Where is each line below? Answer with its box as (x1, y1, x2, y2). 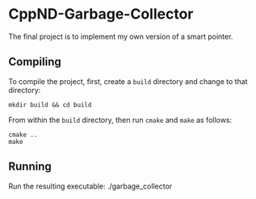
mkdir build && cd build (8, 100, 92, 109)
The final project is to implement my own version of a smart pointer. (8, 32, 233, 41)
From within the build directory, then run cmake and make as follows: (8, 115, 233, 125)
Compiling (8, 55, 62, 69)
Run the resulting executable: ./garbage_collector (8, 181, 173, 191)
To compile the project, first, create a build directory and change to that (8, 76, 248, 86)
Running (8, 159, 52, 174)
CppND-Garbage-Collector (8, 5, 194, 23)
